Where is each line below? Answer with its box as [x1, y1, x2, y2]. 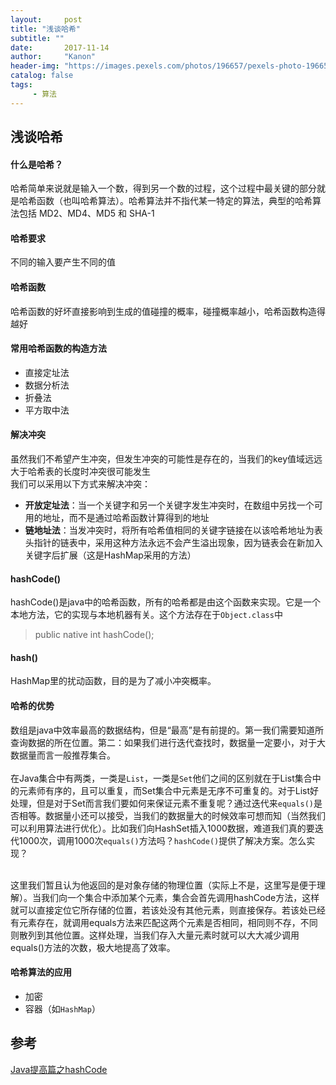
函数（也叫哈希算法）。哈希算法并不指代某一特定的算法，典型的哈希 [36, 195, 313, 207]
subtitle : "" [10, 33, 65, 43]
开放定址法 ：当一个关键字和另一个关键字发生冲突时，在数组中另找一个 [24, 499, 315, 511]
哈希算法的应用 [10, 966, 72, 978]
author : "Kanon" [10, 52, 97, 62]
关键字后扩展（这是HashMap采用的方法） [24, 549, 197, 561]
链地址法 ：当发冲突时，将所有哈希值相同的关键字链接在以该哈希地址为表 [24, 524, 323, 536]
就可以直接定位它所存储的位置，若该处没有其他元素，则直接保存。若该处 [10, 904, 308, 916]
